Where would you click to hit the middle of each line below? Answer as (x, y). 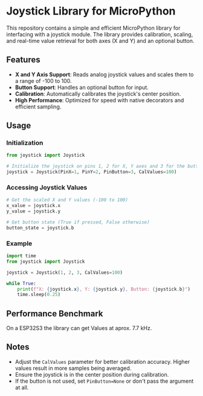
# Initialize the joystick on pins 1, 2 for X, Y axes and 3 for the (96, 167)
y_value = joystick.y (34, 211)
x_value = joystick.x (34, 206)
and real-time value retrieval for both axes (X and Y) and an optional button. (100, 41)
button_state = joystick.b (40, 228)
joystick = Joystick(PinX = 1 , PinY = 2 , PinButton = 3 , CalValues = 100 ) (92, 172)
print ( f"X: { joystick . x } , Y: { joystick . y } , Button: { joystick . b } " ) (104, 289)
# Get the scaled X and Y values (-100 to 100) (67, 200)
